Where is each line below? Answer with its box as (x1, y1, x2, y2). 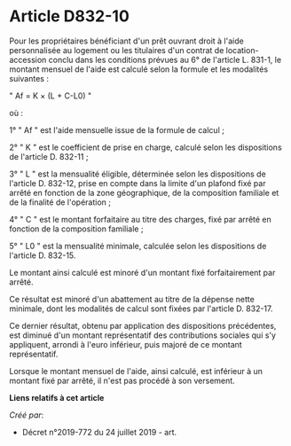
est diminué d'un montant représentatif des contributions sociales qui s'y (9, 330, 277, 340)
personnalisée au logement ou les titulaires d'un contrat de (9, 44, 224, 55)
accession (9, 54, 47, 65)
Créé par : (9, 410, 44, 420)
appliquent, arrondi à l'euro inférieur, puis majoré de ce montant (9, 339, 242, 349)
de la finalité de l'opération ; (9, 197, 112, 207)
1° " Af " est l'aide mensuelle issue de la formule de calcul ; (9, 124, 224, 135)
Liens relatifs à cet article (9, 392, 105, 403)
